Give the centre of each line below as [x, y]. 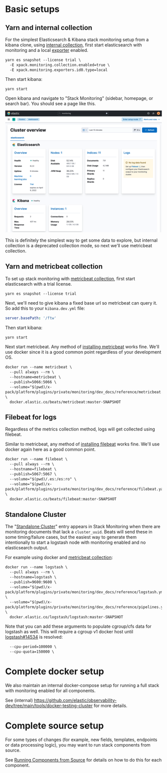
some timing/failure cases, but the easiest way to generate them [71, 537]
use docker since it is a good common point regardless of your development [83, 352]
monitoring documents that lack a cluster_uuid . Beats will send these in [79, 532]
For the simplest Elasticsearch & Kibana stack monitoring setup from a [77, 39]
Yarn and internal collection [49, 28]
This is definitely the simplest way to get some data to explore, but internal [82, 240]
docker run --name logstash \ [37, 567]
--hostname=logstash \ [33, 577]
